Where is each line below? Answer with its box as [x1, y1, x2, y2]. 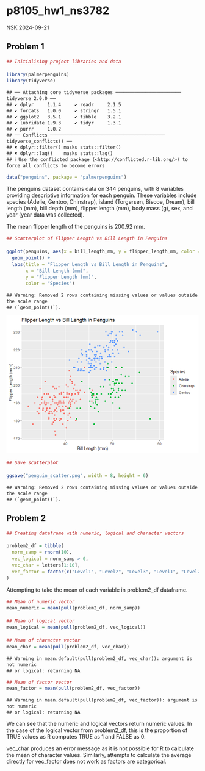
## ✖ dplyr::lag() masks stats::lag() [6, 151, 113, 157]
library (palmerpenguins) [6, 71, 70, 77]
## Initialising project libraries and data [6, 59, 121, 65]
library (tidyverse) [6, 77, 56, 84]
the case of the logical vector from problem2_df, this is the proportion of [6, 726, 188, 734]
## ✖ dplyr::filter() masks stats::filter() [6, 145, 121, 151]
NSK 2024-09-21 [6, 24, 49, 31]
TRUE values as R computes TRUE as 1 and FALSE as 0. [6, 733, 146, 741]
